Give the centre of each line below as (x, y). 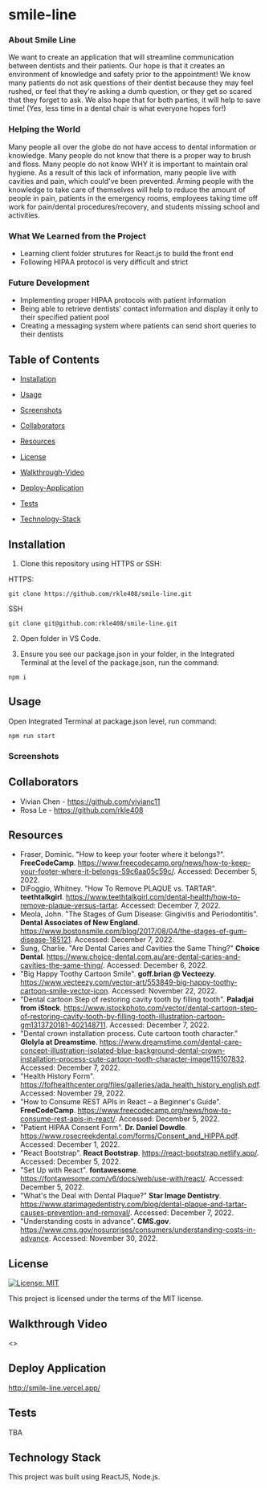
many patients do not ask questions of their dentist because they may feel (131, 83)
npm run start (32, 736)
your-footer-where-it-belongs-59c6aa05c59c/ (97, 871)
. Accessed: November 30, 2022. (103, 1238)
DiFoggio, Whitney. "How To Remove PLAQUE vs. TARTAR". (118, 888)
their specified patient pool (65, 317)
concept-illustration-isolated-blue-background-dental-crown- (122, 1050)
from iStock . (41, 1008)
